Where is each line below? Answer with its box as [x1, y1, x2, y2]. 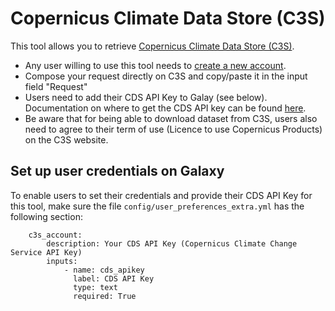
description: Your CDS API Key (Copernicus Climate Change [46, 238, 298, 249]
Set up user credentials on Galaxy [10, 163, 225, 180]
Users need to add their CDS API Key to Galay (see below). [24, 91, 268, 103]
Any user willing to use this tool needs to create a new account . [24, 59, 287, 71]
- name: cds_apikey [63, 265, 145, 275]
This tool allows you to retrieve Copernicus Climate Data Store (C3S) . [10, 40, 295, 52]
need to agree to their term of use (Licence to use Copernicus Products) [24, 123, 323, 135]
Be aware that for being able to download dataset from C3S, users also [24, 112, 318, 124]
